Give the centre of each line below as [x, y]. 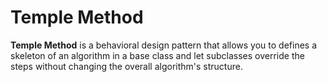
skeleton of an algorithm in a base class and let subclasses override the [157, 55]
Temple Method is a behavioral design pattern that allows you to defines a [164, 45]
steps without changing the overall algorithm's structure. [126, 66]
